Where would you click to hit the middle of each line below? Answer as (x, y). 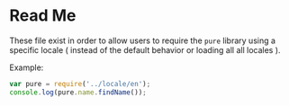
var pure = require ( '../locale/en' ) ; (80, 84)
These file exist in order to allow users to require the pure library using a (143, 40)
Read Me (43, 16)
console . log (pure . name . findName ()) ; (78, 92)
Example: (27, 67)
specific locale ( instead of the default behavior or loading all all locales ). (145, 49)
